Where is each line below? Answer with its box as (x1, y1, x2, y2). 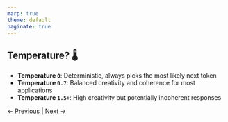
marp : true (7, 10, 39, 17)
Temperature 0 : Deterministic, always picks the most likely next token (17, 71, 217, 80)
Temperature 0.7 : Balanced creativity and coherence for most (17, 79, 196, 87)
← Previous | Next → (7, 107, 67, 115)
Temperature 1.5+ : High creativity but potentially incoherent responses (17, 94, 222, 102)
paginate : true (7, 23, 51, 30)
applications (17, 86, 53, 94)
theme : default (7, 17, 51, 24)
